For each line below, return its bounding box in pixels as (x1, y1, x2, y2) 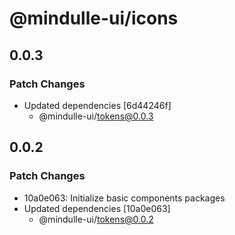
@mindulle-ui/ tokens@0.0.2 (38, 213, 154, 225)
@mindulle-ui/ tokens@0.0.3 (38, 110, 154, 122)
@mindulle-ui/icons (9, 7, 179, 30)
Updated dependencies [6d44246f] (23, 99, 172, 111)
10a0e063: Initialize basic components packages (23, 192, 226, 204)
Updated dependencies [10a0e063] (23, 202, 171, 214)
